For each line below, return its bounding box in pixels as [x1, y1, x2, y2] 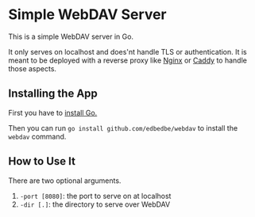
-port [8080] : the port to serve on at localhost [19, 191, 172, 200]
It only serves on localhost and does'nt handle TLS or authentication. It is [8, 47, 248, 56]
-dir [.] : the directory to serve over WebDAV [19, 200, 171, 209]
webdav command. [8, 131, 67, 141]
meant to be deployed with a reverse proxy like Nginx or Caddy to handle [8, 55, 248, 65]
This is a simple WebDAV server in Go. [8, 32, 133, 41]
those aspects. [8, 63, 57, 73]
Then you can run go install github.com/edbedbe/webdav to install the [8, 123, 238, 132]
